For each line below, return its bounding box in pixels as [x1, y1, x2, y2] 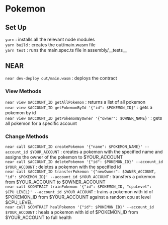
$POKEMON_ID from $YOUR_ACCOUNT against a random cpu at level [5, 194, 151, 200]
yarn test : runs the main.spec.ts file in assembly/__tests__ [5, 47, 127, 53]
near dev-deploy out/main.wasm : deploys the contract [5, 75, 117, 81]
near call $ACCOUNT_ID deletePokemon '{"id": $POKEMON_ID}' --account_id [5, 160, 163, 165]
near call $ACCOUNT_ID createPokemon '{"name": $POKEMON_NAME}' [5, 144, 143, 149]
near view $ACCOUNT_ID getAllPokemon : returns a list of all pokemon [5, 99, 146, 105]
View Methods [5, 88, 42, 95]
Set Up [5, 23, 27, 32]
